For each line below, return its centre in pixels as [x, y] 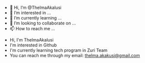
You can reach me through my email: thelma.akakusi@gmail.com [75, 55]
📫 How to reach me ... [32, 29]
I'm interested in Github [33, 45]
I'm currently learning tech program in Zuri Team [59, 50]
